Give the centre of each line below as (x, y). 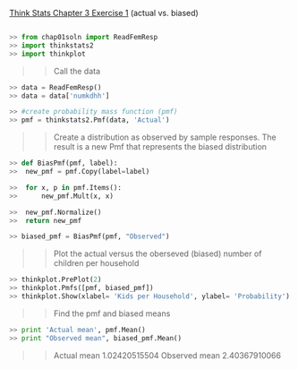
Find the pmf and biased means (112, 313)
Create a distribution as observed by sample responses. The (165, 137)
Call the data (77, 71)
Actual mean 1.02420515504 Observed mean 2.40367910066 (167, 355)
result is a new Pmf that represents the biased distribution (160, 147)
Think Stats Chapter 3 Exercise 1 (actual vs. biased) (104, 13)
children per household (96, 263)
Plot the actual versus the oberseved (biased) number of (158, 253)
